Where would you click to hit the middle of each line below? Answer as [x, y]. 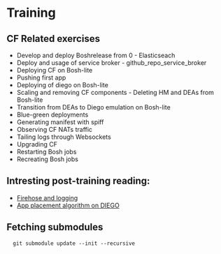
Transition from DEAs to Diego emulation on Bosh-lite [93, 107]
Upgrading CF [37, 144]
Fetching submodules [55, 227]
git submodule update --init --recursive [74, 243]
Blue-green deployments [52, 114]
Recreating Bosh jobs [47, 159]
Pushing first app [41, 77]
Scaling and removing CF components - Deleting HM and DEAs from [115, 92]
